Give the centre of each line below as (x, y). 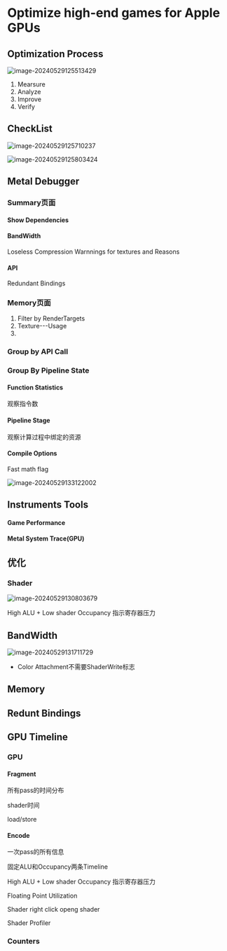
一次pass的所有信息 (36, 852)
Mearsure (31, 84)
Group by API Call (38, 351)
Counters (23, 941)
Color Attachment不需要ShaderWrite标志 (76, 666)
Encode (19, 835)
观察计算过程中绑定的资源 (44, 436)
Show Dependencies (38, 220)
